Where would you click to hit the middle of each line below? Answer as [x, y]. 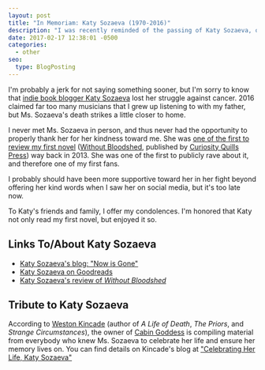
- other [28, 52]
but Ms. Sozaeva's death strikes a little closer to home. [97, 115]
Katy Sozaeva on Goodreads [66, 272]
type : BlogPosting [46, 67]
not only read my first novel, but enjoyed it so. [83, 219]
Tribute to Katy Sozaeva [68, 305]
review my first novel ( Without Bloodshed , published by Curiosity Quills [123, 146]
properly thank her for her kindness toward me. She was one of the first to [129, 138]
